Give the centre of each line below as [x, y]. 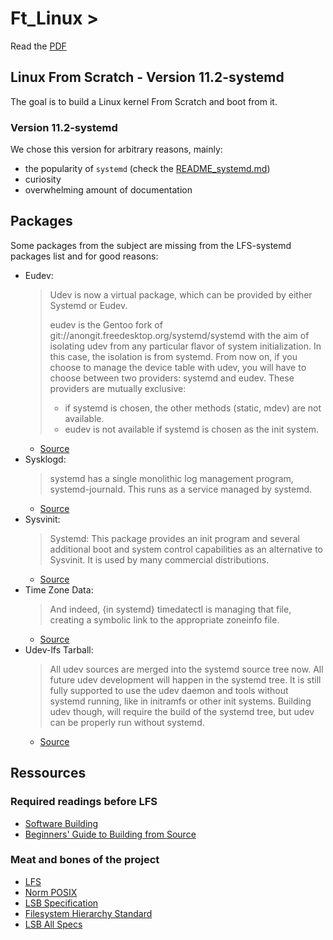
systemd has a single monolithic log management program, [171, 478]
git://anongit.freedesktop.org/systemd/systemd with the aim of [179, 335]
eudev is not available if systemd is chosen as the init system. [191, 429]
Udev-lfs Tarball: [59, 649]
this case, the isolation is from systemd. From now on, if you [173, 356]
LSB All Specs [53, 924]
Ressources [48, 773]
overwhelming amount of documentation [108, 190]
